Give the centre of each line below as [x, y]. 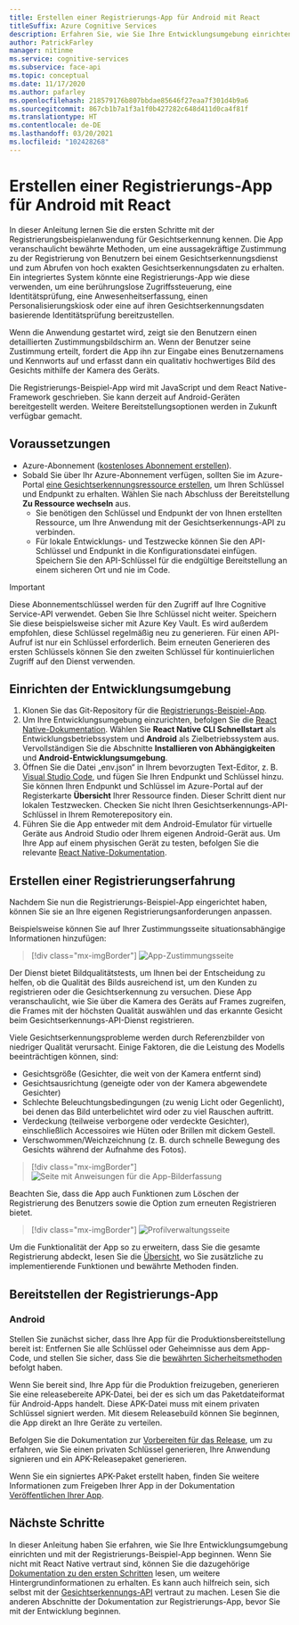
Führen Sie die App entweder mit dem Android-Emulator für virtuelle [147, 824]
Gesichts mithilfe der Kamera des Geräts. [85, 370]
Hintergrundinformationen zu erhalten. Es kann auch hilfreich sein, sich [139, 1582]
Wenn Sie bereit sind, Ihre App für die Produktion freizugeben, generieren [144, 1384]
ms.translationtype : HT [53, 117]
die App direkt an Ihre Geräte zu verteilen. [86, 1423]
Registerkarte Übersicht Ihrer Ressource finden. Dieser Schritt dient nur [154, 796]
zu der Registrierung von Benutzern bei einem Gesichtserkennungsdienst [144, 258]
